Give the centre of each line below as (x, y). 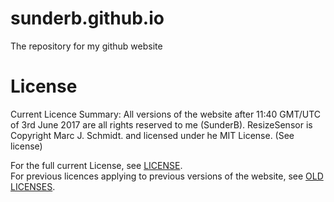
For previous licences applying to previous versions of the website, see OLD (167, 176)
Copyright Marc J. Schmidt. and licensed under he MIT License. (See (152, 135)
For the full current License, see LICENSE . (96, 165)
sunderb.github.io (87, 18)
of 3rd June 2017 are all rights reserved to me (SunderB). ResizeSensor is (161, 124)
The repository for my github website (86, 46)
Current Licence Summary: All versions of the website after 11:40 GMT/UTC (166, 114)
